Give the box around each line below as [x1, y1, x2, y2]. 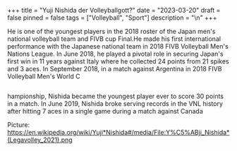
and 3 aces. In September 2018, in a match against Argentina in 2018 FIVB [7, 65, 222, 73]
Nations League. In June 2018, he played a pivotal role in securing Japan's [7, 49, 224, 58]
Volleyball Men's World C [7, 72, 80, 80]
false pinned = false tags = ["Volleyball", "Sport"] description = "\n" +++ [7, 13, 217, 22]
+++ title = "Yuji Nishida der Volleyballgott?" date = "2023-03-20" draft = [7, 6, 221, 14]
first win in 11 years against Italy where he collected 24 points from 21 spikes [7, 57, 229, 66]
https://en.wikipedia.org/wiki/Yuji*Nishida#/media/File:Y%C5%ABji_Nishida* [7, 128, 230, 136]
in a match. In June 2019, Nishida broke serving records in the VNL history [7, 99, 224, 108]
